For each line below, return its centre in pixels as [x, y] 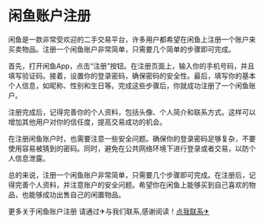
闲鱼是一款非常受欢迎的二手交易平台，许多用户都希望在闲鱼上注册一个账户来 [132, 39]
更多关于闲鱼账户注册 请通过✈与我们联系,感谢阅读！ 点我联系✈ [109, 211]
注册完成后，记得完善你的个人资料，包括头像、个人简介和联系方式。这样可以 [132, 112]
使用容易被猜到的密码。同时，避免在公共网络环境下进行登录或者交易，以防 [128, 148]
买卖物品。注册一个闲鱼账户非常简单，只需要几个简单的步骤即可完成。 [122, 49]
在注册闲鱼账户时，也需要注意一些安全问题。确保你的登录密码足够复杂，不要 [132, 138]
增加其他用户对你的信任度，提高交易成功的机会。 [87, 122]
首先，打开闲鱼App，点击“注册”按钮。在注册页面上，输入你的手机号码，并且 [132, 66]
